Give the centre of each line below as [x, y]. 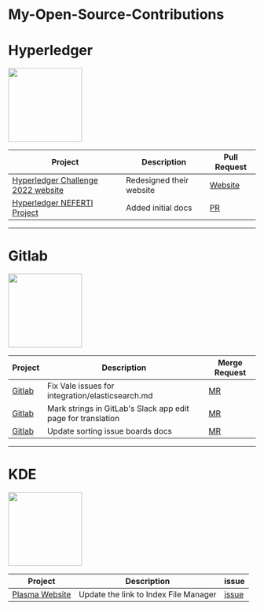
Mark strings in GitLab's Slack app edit [118, 409]
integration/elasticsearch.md [100, 396]
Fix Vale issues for [81, 386]
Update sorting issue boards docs [110, 431]
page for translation [83, 419]
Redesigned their [157, 180]
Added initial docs [159, 208]
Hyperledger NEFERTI [53, 203]
